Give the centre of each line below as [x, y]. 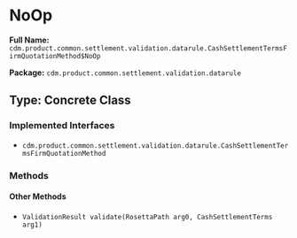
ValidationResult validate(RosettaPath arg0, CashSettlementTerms [147, 217]
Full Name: [29, 40]
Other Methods [38, 196]
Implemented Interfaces [62, 126]
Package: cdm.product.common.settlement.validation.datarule [125, 73]
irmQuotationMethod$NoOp [55, 56]
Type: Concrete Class [70, 100]
